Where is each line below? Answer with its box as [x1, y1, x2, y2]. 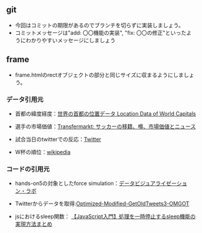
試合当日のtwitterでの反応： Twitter [14, 135, 101, 143]
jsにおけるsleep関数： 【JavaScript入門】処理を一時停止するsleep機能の [14, 213, 196, 220]
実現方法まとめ [14, 220, 52, 228]
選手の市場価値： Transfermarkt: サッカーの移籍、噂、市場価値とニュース [14, 123, 196, 130]
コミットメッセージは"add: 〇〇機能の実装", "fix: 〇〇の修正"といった [14, 29, 187, 36]
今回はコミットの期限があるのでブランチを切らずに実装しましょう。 [14, 21, 184, 29]
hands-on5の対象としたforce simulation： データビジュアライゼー [14, 180, 177, 187]
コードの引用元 [6, 165, 50, 173]
